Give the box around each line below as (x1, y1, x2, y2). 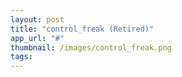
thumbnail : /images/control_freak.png (10, 42, 172, 53)
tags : (10, 52, 33, 62)
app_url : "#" (10, 33, 65, 43)
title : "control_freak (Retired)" (10, 24, 155, 34)
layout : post (10, 14, 65, 25)
